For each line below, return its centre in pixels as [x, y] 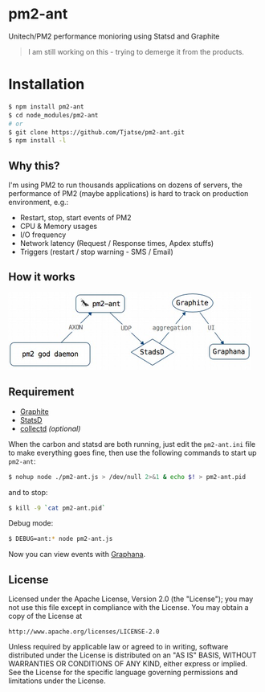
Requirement [41, 392]
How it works [42, 277]
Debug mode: [31, 523]
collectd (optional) [50, 428]
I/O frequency [43, 235]
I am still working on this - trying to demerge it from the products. [136, 51]
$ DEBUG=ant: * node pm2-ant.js [61, 539]
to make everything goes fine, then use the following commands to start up [132, 452]
